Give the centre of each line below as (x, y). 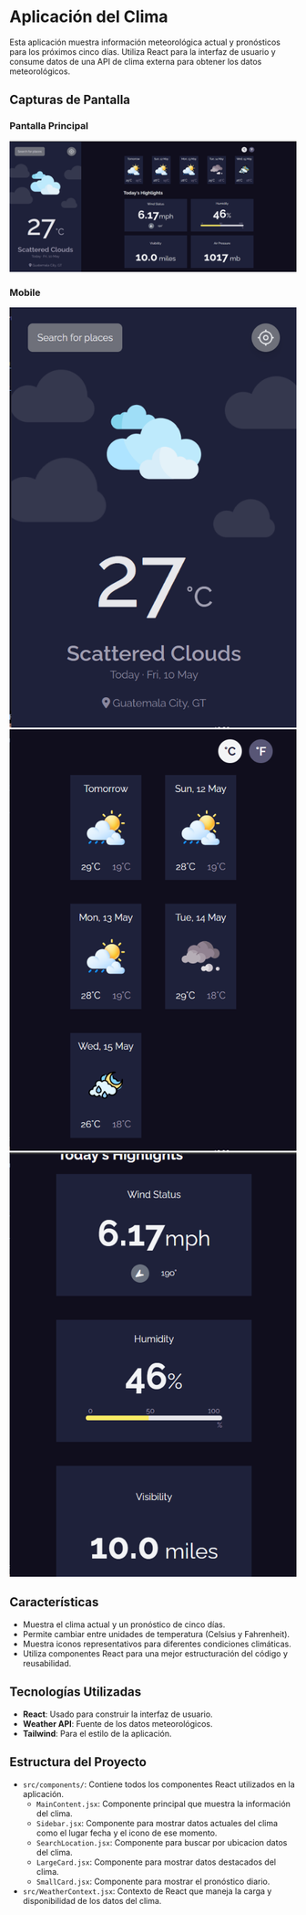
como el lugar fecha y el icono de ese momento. (127, 1833)
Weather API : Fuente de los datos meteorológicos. (117, 1723)
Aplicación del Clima (89, 17)
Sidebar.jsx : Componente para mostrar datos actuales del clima (157, 1823)
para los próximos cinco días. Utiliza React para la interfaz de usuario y (143, 51)
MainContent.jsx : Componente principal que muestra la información (163, 1804)
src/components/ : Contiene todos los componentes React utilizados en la (159, 1784)
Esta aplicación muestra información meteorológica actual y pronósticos (145, 42)
